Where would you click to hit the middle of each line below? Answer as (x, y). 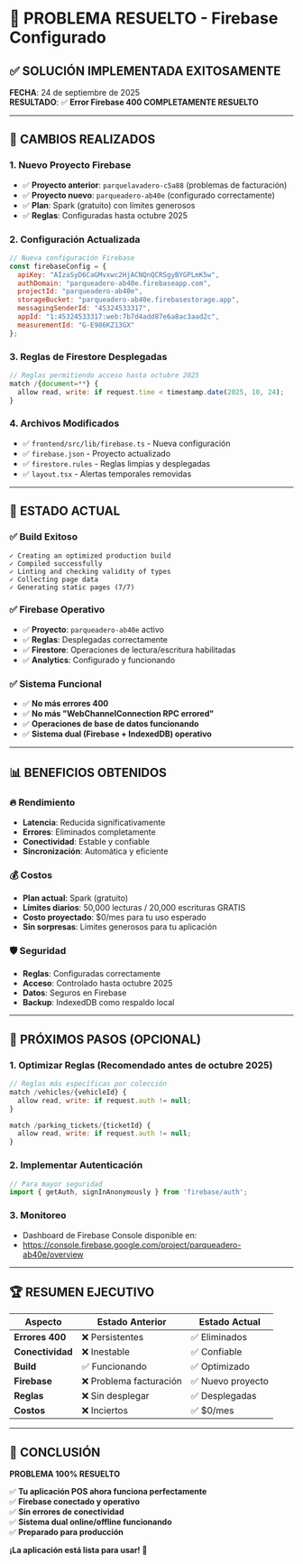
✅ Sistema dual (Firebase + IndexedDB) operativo (117, 734)
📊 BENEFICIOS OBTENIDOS (88, 772)
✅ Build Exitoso (44, 537)
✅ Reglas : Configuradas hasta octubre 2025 (105, 215)
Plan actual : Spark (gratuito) (75, 898)
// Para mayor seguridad (56, 1184)
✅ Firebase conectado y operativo (75, 1502)
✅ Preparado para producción (66, 1532)
